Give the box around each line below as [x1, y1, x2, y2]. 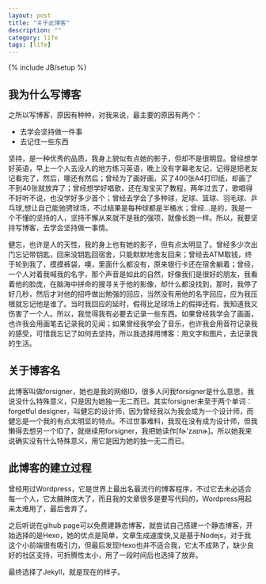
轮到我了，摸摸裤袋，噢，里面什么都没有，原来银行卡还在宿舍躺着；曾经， [14, 259, 258, 269]
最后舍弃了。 [49, 503, 92, 513]
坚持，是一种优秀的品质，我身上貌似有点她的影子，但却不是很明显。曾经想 [8, 154, 251, 163]
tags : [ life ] [8, 41, 51, 49]
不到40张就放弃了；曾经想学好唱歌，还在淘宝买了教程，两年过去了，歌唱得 [8, 183, 253, 192]
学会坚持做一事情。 [49, 222, 112, 232]
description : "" [8, 26, 62, 34]
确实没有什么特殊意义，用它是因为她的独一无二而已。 [14, 436, 188, 446]
